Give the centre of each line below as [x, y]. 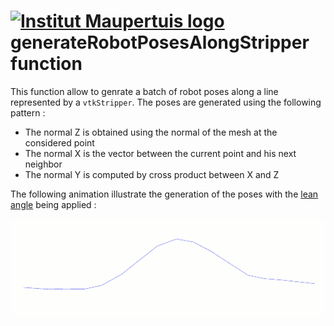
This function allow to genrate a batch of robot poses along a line [144, 91]
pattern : [28, 112]
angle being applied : [53, 204]
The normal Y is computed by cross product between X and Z [152, 174]
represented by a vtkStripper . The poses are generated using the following [166, 102]
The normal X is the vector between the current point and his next [160, 153]
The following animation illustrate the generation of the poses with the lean [164, 194]
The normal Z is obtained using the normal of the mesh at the [151, 132]
